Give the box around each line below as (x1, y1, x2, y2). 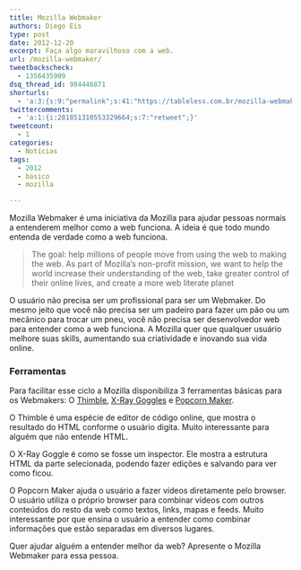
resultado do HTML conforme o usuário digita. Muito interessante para (9, 422, 270, 433)
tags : (9, 154, 30, 164)
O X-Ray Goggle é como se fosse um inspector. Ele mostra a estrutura (9, 449, 269, 460)
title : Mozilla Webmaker (9, 13, 102, 22)
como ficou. (9, 468, 54, 478)
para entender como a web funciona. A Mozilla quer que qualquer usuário (9, 324, 282, 335)
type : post (9, 30, 50, 39)
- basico (17, 171, 50, 180)
